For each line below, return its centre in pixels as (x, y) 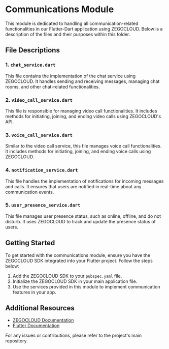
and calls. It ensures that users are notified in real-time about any (73, 186)
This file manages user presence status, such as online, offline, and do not (83, 216)
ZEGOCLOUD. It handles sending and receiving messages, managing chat (82, 81)
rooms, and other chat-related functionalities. (53, 86)
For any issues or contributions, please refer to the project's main (74, 336)
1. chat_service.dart (30, 65)
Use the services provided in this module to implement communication (87, 286)
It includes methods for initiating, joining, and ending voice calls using (78, 152)
